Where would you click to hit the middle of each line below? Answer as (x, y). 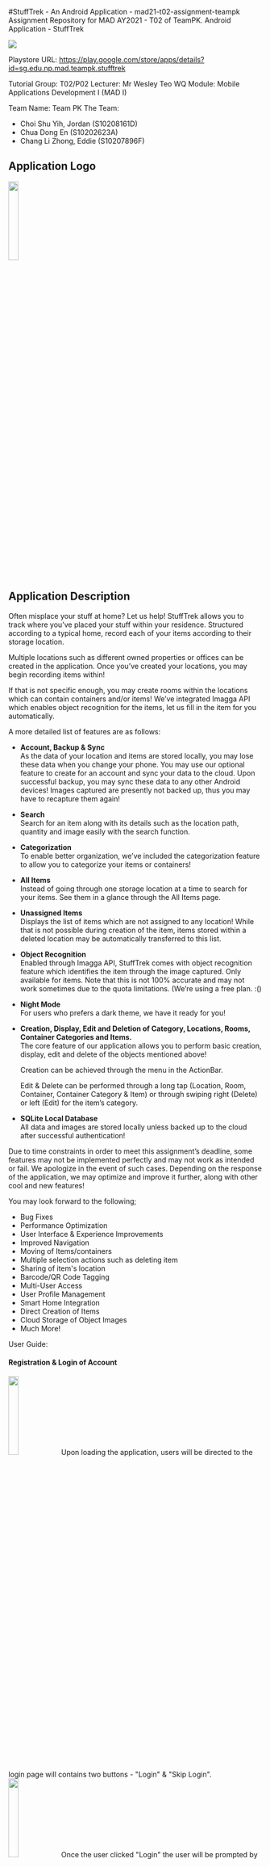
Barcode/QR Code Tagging (65, 1276)
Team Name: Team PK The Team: (64, 108)
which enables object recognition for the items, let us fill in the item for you (132, 707)
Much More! (40, 1328)
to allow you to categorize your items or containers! (106, 864)
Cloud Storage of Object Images (73, 1319)
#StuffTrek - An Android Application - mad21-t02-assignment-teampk (124, 12)
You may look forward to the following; (73, 1201)
